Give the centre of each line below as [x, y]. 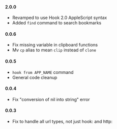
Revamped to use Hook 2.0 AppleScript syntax [59, 18]
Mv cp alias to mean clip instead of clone [54, 50]
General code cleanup [35, 77]
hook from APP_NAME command [43, 72]
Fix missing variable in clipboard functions [55, 45]
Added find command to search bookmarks [57, 23]
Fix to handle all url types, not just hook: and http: [62, 122]
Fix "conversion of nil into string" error [51, 99]
